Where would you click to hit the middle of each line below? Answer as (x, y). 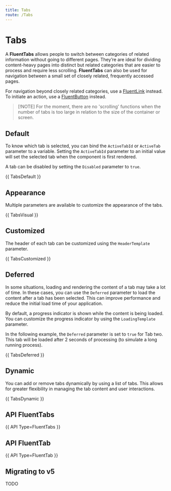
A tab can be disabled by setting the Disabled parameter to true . (73, 167)
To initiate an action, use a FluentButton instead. (56, 97)
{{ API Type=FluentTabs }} (33, 427)
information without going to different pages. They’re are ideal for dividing (83, 60)
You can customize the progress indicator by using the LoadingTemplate (80, 319)
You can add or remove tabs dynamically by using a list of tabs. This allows (84, 383)
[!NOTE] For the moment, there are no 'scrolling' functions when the (89, 107)
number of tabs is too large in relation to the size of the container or (89, 112)
